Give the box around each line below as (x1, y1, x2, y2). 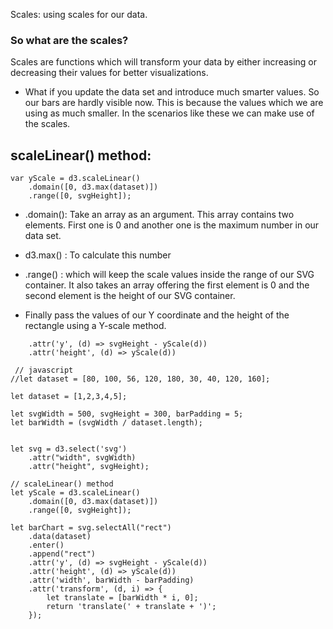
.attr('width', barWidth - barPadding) (28, 575, 195, 586)
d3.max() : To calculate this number (24, 249, 172, 261)
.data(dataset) (28, 532, 92, 542)
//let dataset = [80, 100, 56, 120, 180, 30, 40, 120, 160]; (10, 374, 271, 384)
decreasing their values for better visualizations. (10, 67, 209, 79)
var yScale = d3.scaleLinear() (10, 174, 141, 184)
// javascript (14, 365, 74, 376)
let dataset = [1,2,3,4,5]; (10, 392, 128, 402)
